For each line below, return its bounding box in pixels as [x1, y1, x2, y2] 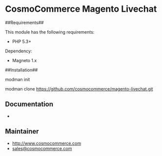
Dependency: [5, 48, 32, 54]
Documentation [5, 100, 54, 109]
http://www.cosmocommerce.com [12, 140, 81, 146]
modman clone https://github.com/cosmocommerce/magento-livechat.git [5, 86, 153, 91]
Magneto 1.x [12, 57, 37, 63]
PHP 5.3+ [12, 38, 32, 45]
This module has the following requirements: [5, 29, 95, 35]
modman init [5, 76, 30, 82]
